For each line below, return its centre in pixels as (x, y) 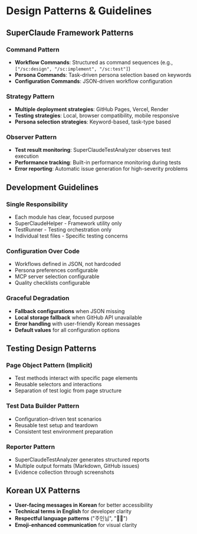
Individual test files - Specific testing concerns (71, 236)
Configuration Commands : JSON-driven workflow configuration (93, 81)
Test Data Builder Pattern (43, 406)
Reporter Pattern (30, 447)
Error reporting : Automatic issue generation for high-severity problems (101, 169)
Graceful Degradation (38, 298)
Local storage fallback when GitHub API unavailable (78, 317)
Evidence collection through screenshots (64, 472)
